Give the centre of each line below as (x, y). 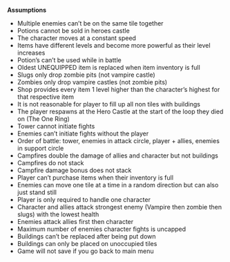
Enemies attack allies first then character (75, 222)
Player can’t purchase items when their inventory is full (95, 178)
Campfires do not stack (50, 163)
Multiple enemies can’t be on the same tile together (90, 23)
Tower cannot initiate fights (56, 126)
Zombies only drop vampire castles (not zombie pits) (92, 82)
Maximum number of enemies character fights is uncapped (102, 229)
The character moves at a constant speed (77, 38)
